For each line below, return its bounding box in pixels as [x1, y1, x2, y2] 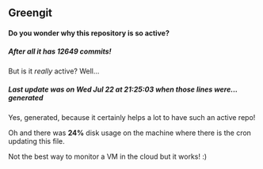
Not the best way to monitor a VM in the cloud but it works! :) [8, 152, 208, 161]
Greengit [8, 6, 53, 20]
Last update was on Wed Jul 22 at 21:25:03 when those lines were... [8, 84, 238, 94]
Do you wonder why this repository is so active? [8, 28, 170, 38]
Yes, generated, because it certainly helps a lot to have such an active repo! [8, 112, 256, 122]
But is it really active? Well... [8, 66, 100, 76]
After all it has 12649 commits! [8, 47, 112, 56]
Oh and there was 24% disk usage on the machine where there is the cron [8, 128, 252, 137]
